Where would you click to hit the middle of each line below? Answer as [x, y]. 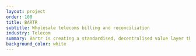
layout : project [26, 11]
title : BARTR [22, 22]
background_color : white [36, 44]
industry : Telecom [28, 33]
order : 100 [19, 17]
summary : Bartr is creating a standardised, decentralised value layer [95, 38]
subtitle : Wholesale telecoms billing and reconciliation [78, 28]
